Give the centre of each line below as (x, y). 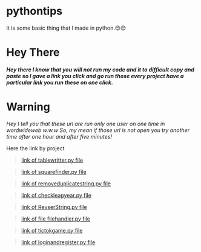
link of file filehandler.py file (56, 219)
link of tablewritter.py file (52, 160)
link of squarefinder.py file (54, 171)
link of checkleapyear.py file (56, 195)
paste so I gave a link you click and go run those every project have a (95, 76)
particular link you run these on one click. (60, 82)
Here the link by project (35, 148)
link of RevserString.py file (54, 207)
